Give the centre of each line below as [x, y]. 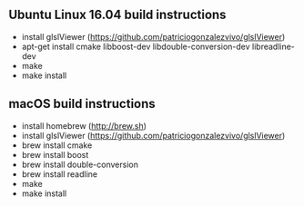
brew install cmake [57, 145]
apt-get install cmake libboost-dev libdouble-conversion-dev [136, 46]
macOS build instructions [82, 104]
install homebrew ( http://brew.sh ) [84, 125]
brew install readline [59, 174]
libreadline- [274, 46]
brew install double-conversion [80, 164]
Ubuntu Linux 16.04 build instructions [117, 15]
